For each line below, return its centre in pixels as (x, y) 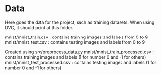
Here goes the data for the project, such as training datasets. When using (80, 22)
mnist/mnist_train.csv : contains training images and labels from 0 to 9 (77, 37)
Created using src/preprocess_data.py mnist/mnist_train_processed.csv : (80, 52)
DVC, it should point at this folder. (39, 27)
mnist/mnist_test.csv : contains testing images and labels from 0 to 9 (75, 42)
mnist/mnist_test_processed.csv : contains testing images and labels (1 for (81, 62)
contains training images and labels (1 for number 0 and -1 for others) (76, 57)
